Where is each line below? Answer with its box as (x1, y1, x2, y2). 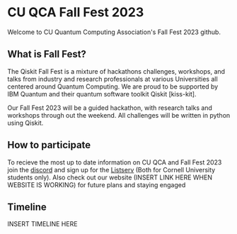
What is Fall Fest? (7, 48, 87, 60)
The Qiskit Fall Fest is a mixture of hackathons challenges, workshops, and (7, 67, 225, 75)
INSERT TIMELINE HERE (7, 220, 78, 228)
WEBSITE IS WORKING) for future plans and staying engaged (7, 180, 186, 189)
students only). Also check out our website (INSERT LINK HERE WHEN (7, 173, 212, 182)
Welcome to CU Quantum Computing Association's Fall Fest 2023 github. (7, 28, 221, 36)
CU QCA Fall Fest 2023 (7, 4, 144, 21)
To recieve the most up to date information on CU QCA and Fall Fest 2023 (7, 157, 222, 167)
